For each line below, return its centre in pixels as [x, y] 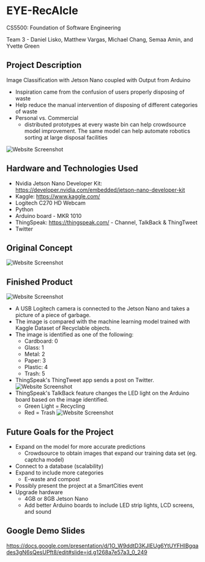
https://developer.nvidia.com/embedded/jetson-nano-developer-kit [100, 190]
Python [24, 209]
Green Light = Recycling [55, 406]
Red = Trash [40, 413]
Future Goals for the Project [60, 432]
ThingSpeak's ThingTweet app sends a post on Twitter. [84, 380]
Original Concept [39, 248]
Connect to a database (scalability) [59, 466]
